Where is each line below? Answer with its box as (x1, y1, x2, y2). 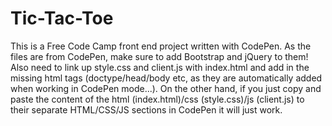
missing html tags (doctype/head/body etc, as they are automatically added (10, 72, 323, 84)
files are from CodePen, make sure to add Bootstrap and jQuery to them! (10, 50, 309, 62)
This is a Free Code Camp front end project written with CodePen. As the (10, 40, 312, 52)
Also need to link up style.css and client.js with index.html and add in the (10, 61, 310, 73)
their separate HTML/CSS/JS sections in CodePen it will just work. (10, 103, 283, 116)
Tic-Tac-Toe (10, 7, 114, 30)
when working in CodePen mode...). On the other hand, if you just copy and (10, 82, 322, 94)
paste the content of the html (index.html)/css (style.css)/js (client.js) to (10, 93, 305, 105)
